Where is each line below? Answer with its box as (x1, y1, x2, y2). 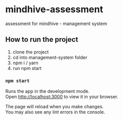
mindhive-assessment (5, 4, 104, 15)
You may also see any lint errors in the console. (5, 109, 105, 115)
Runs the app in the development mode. (5, 88, 90, 94)
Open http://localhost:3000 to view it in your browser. (5, 93, 119, 100)
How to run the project (5, 35, 78, 44)
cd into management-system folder (12, 54, 88, 60)
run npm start (12, 65, 42, 71)
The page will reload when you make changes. (5, 104, 104, 110)
